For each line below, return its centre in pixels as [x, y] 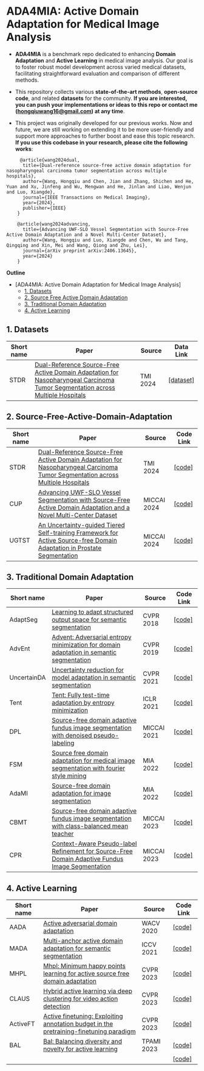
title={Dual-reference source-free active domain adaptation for [107, 165]
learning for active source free [86, 973]
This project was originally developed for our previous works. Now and [104, 123]
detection [57, 1006]
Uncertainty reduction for [88, 670]
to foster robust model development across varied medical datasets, [100, 67]
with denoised [72, 736]
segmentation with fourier [88, 768]
